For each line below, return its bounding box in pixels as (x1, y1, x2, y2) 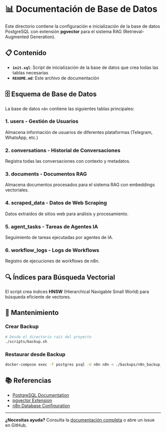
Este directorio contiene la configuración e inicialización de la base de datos (5, 23, 161, 29)
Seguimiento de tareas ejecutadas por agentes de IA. (5, 235, 114, 241)
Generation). (30, 34, 56, 40)
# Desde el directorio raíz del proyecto (5, 334, 92, 339)
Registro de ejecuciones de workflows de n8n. (5, 258, 100, 264)
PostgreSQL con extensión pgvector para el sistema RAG (5, 28, 122, 34)
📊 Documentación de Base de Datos (5, 3, 158, 15)
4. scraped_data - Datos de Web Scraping (5, 199, 107, 206)
